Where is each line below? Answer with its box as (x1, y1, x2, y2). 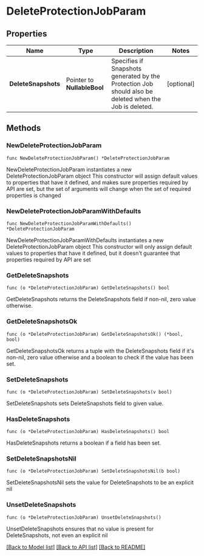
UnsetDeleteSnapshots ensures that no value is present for (6, 525, 154, 532)
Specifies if (111, 57, 144, 65)
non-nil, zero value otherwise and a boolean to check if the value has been (6, 353, 193, 361)
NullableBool (66, 83, 104, 92)
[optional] (166, 80, 195, 88)
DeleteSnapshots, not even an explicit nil (6, 531, 108, 539)
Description (118, 47, 154, 55)
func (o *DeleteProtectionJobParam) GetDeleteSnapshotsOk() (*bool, (6, 331, 183, 337)
